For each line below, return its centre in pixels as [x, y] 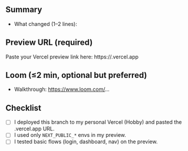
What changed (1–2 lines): [45, 24]
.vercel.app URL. [34, 129]
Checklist [24, 108]
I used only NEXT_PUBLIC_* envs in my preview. [70, 135]
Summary [24, 10]
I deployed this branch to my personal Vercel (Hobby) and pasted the [98, 122]
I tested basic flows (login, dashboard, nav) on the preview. [86, 142]
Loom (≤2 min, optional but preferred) [76, 75]
